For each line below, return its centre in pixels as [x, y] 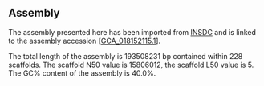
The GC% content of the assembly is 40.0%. [82, 73]
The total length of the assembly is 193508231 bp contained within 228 [126, 56]
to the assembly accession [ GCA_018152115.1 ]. [85, 41]
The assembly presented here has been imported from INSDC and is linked [132, 32]
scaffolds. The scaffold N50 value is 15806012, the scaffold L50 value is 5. [131, 64]
